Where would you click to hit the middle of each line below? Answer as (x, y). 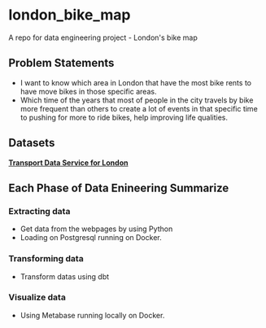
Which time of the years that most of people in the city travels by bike (137, 100)
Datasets (32, 143)
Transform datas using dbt (65, 276)
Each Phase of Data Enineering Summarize (119, 188)
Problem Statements (61, 63)
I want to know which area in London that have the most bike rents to (136, 82)
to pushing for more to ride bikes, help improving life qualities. (124, 117)
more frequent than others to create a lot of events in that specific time (139, 108)
